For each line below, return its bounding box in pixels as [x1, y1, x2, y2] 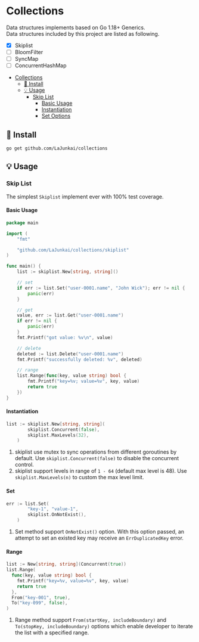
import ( [6, 231, 28, 237]
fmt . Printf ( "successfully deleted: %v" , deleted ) [17, 356, 143, 362]
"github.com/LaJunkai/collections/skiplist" [17, 247, 129, 253]
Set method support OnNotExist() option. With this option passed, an [14, 528, 185, 535]
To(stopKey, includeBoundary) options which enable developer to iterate [14, 623, 194, 630]
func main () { [6, 263, 42, 269]
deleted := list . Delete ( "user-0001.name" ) [17, 351, 124, 357]
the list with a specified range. [14, 629, 89, 636]
